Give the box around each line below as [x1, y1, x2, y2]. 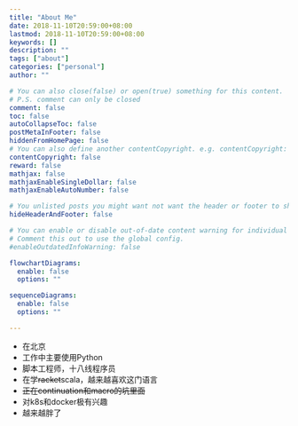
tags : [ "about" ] [9, 54, 69, 63]
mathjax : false [9, 170, 66, 178]
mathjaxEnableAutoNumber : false [9, 185, 129, 195]
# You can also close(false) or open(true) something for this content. [9, 86, 284, 96]
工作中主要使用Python [21, 351, 104, 362]
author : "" [9, 71, 50, 80]
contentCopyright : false [9, 153, 101, 162]
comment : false [9, 103, 66, 112]
